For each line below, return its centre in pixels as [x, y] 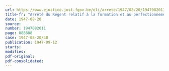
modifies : [16, 51]
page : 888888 [19, 33]
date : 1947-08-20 [23, 19]
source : [13, 24]
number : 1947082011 [26, 28]
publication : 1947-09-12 [31, 42]
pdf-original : [20, 56]
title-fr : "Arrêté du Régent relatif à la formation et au [68, 14]
